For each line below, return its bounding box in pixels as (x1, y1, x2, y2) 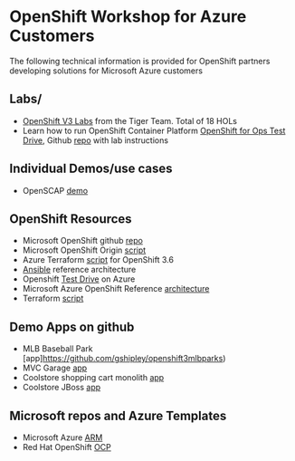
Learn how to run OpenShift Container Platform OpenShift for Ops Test (22, 125, 286, 136)
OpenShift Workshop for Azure (9, 6, 247, 27)
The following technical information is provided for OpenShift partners (9, 55, 271, 66)
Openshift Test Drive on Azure (22, 274, 136, 284)
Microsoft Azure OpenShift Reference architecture (22, 283, 210, 294)
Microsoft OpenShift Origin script (22, 245, 147, 255)
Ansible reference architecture (22, 264, 137, 275)
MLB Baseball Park (22, 343, 93, 354)
